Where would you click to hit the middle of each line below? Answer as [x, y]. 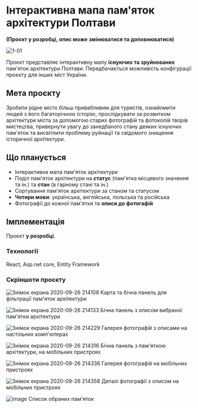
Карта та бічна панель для [134, 292]
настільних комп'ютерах [37, 334]
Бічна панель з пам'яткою [133, 345]
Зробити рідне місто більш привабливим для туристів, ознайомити [91, 108]
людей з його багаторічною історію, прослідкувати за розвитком [88, 114]
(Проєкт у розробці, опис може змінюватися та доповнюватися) [90, 39]
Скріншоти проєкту [36, 280]
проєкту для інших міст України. [47, 75]
